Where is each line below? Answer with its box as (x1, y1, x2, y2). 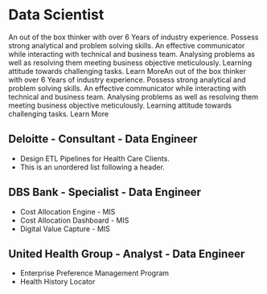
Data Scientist (8, 6, 105, 24)
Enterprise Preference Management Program (19, 268, 170, 278)
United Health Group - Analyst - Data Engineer (8, 247, 245, 260)
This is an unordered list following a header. (19, 162, 165, 172)
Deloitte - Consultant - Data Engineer (8, 133, 198, 146)
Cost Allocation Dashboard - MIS (19, 215, 129, 225)
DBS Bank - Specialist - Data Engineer (8, 186, 201, 199)
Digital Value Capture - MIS (19, 223, 111, 234)
